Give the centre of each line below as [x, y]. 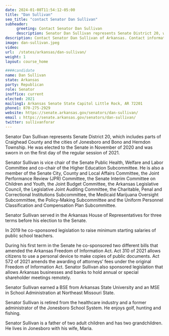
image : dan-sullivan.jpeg [32, 43]
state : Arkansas [22, 80]
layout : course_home [27, 62]
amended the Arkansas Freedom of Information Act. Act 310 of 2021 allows [83, 251]
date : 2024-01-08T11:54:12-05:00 [40, 10]
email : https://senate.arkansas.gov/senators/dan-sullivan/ [71, 118]
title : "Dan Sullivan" [29, 15]
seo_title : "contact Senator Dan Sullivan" [52, 19]
